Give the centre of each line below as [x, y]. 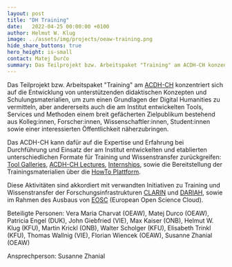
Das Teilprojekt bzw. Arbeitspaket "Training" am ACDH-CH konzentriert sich [115, 84]
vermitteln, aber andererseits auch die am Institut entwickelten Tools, [105, 107]
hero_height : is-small [40, 53]
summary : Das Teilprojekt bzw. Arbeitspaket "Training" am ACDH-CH [106, 65]
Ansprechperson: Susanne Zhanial [56, 256]
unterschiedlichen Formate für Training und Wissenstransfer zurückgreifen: [114, 157]
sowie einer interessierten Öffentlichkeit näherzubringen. [88, 129]
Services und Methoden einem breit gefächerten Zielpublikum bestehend [111, 114]
